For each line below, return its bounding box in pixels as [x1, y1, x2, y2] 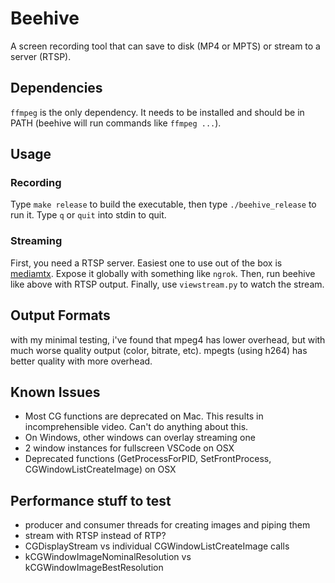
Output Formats [10, 307, 111, 324]
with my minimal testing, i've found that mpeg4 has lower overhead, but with [10, 333, 326, 346]
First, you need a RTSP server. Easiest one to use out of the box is [10, 257, 283, 269]
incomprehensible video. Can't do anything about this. [24, 421, 249, 433]
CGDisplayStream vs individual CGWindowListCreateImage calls [24, 540, 290, 552]
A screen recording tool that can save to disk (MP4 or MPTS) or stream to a [10, 40, 321, 52]
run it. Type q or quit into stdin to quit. [10, 209, 167, 221]
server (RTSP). [10, 50, 72, 62]
